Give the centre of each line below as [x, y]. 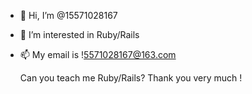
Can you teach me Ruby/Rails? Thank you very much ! [131, 78]
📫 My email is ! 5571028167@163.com [98, 54]
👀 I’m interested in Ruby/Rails [79, 34]
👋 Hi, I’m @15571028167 [68, 15]
